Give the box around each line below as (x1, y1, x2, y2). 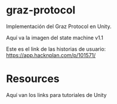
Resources (6, 72, 60, 85)
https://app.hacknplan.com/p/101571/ (6, 51, 96, 58)
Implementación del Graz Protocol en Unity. (6, 23, 112, 30)
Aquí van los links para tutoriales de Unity (6, 91, 107, 98)
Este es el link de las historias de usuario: (6, 45, 106, 53)
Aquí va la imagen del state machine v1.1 (6, 34, 103, 41)
